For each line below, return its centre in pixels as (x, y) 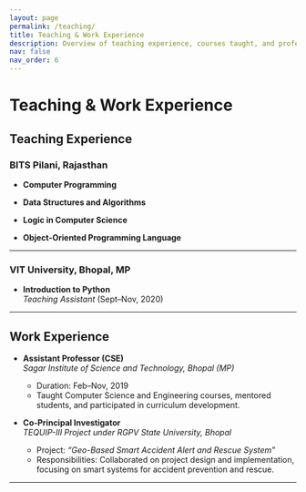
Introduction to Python (66, 290)
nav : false (30, 52)
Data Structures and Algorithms (84, 202)
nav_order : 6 (34, 60)
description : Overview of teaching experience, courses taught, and (142, 43)
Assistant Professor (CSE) (73, 358)
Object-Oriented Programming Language (102, 237)
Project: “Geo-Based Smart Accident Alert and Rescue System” (156, 450)
